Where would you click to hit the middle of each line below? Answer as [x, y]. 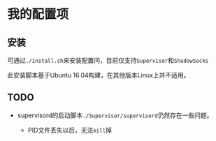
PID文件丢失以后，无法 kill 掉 [70, 130]
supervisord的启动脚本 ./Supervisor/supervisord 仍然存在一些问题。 [115, 115]
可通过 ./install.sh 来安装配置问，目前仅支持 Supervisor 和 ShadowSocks [108, 60]
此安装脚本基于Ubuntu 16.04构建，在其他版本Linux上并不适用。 [99, 75]
